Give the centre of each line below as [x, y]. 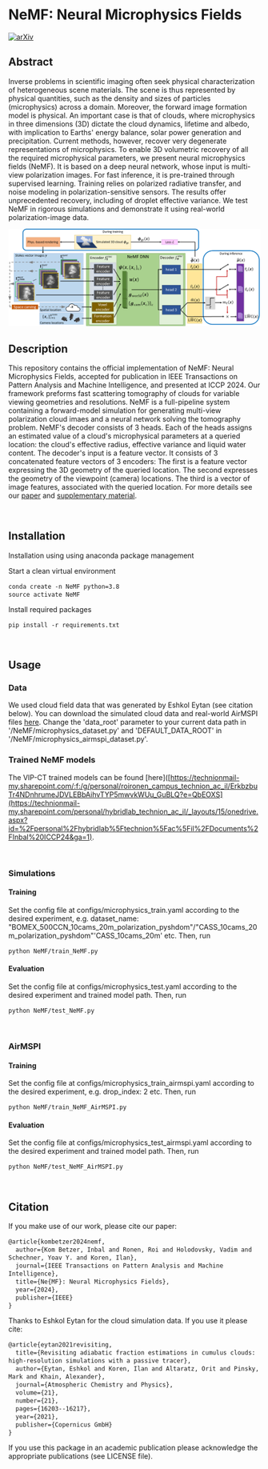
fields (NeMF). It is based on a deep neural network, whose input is [119, 166]
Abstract [31, 62]
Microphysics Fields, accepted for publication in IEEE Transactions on [123, 376]
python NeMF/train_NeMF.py [53, 951]
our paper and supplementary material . [73, 495]
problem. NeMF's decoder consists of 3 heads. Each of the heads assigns [130, 427]
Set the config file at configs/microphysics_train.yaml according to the [124, 910]
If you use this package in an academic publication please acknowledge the [133, 1448]
